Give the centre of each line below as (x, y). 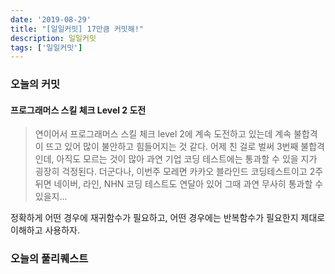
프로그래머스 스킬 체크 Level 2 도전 (78, 110)
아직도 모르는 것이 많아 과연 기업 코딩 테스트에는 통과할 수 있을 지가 (187, 159)
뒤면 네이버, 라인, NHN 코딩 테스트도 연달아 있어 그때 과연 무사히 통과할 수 (179, 184)
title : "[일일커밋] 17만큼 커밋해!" (77, 29)
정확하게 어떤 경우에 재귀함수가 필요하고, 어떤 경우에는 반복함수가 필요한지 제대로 (168, 218)
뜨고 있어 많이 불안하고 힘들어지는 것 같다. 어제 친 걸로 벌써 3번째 (172, 147)
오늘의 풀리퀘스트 (49, 259)
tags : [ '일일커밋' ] (46, 47)
